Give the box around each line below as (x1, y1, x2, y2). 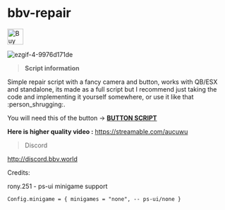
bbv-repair (7, 5, 72, 21)
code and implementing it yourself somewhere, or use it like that (7, 92, 194, 101)
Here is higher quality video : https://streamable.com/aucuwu (7, 127, 188, 135)
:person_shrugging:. (7, 100, 66, 109)
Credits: (7, 168, 30, 177)
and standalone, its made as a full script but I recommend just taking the (7, 85, 217, 93)
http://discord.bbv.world (7, 154, 78, 163)
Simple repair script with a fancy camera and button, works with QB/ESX (7, 78, 218, 86)
